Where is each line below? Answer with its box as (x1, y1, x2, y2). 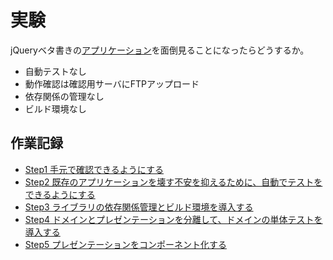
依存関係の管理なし (24, 90, 105, 102)
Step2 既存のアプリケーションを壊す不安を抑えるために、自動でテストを (24, 176, 323, 188)
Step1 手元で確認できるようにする (24, 163, 164, 175)
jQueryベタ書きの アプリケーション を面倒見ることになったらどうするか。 (10, 44, 310, 56)
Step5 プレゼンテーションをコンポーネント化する (24, 238, 227, 250)
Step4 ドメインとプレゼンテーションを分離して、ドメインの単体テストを (24, 213, 323, 225)
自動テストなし (24, 65, 87, 77)
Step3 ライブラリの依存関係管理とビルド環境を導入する (24, 201, 254, 213)
